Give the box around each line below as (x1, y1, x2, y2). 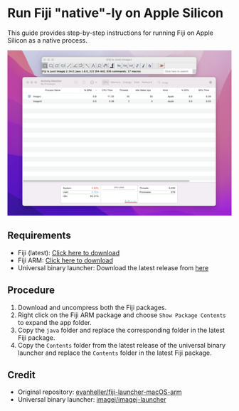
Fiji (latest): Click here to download (17, 248, 119, 257)
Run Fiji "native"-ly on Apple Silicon (7, 5, 224, 21)
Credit (7, 369, 36, 381)
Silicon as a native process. (7, 36, 87, 44)
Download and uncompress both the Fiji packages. (17, 303, 167, 311)
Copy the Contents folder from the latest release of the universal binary (17, 341, 226, 349)
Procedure (7, 284, 55, 297)
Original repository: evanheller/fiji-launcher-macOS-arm (17, 388, 182, 396)
